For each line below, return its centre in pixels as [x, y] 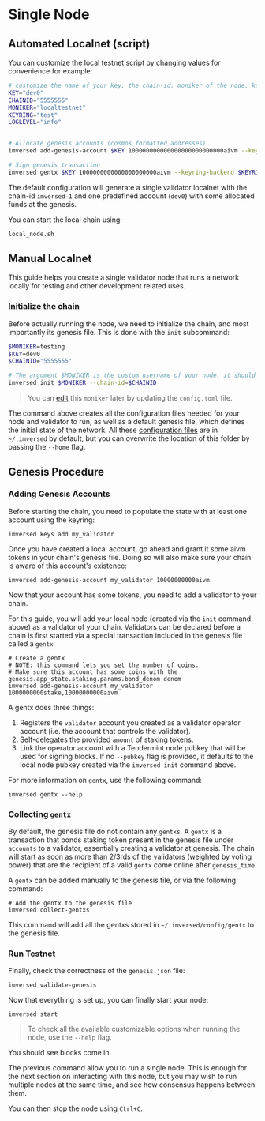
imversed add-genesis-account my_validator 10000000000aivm [109, 580]
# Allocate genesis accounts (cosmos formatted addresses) [107, 144]
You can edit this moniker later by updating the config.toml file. [130, 398]
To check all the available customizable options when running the [134, 1029]
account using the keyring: [51, 520]
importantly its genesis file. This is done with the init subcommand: [119, 332]
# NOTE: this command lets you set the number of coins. [104, 665]
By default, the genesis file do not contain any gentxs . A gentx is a [115, 832]
